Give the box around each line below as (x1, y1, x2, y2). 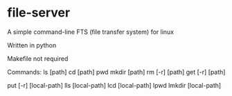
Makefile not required (7, 54, 69, 63)
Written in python (7, 41, 57, 49)
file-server (7, 5, 71, 21)
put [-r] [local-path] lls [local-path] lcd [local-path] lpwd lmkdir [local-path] (7, 81, 222, 89)
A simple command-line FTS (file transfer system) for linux (7, 28, 175, 36)
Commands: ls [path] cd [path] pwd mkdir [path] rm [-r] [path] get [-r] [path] (7, 68, 226, 76)
